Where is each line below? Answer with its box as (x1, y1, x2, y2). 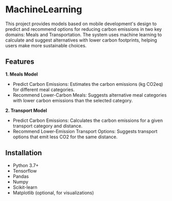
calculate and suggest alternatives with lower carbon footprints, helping (5, 37, 158, 43)
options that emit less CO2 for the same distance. (12, 134, 118, 140)
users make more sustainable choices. (5, 42, 87, 48)
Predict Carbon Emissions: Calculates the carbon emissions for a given (12, 117, 163, 123)
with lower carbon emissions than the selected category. (12, 97, 133, 103)
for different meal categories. (12, 86, 75, 93)
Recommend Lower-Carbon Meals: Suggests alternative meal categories (12, 92, 167, 98)
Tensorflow (12, 168, 37, 174)
